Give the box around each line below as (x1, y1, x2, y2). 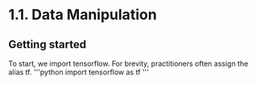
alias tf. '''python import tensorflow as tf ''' (8, 67, 149, 77)
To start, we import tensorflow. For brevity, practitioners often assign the (8, 59, 249, 68)
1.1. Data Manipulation (8, 6, 157, 24)
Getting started (8, 38, 87, 51)
